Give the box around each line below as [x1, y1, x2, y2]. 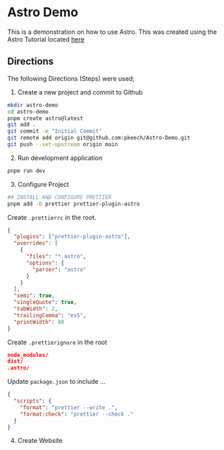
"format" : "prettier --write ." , [20, 403, 118, 411]
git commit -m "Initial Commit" [7, 128, 102, 135]
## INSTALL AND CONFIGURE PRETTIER [7, 193, 112, 201]
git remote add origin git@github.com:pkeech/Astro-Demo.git [7, 135, 191, 142]
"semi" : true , [13, 292, 55, 300]
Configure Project [17, 180, 69, 188]
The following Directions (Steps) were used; [7, 74, 135, 83]
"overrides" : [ [13, 240, 58, 247]
